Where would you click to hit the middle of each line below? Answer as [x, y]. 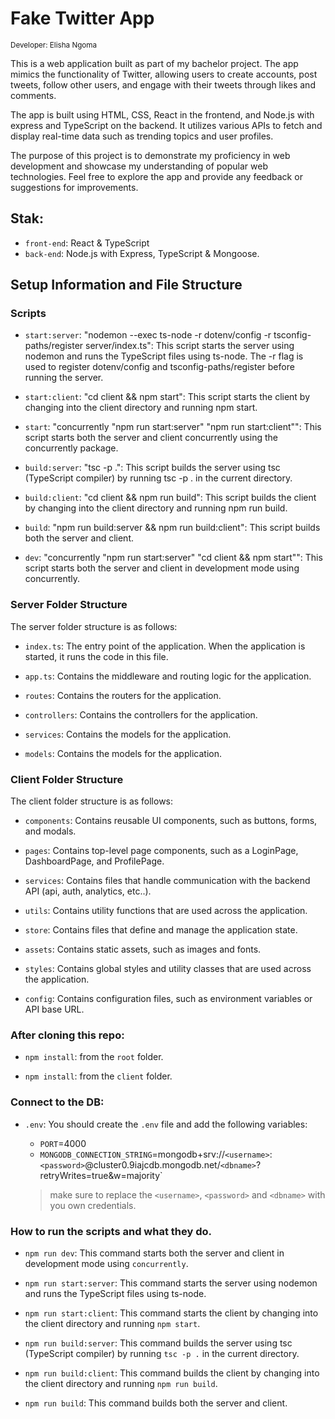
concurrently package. [71, 448]
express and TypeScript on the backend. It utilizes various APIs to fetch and [166, 125]
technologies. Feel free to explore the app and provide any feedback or [156, 176]
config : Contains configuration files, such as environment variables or [168, 999]
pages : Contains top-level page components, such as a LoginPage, [161, 851]
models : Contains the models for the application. [123, 753]
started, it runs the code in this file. [96, 656]
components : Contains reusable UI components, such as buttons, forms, [171, 821]
